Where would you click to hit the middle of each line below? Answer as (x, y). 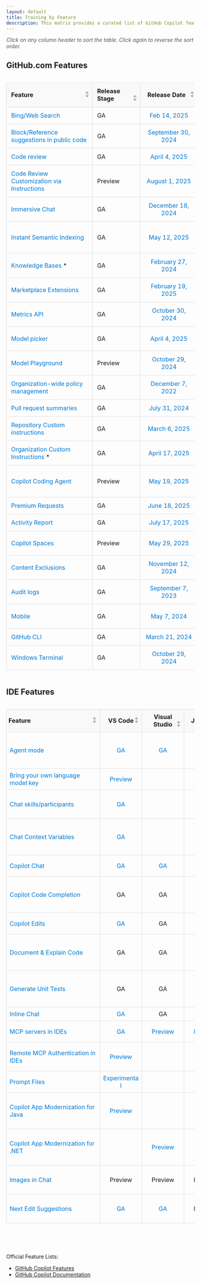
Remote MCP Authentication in (53, 1053)
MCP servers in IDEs (39, 1032)
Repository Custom (38, 425)
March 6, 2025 (169, 429)
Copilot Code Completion (45, 895)
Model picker (29, 339)
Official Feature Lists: (32, 1256)
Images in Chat (31, 1180)
